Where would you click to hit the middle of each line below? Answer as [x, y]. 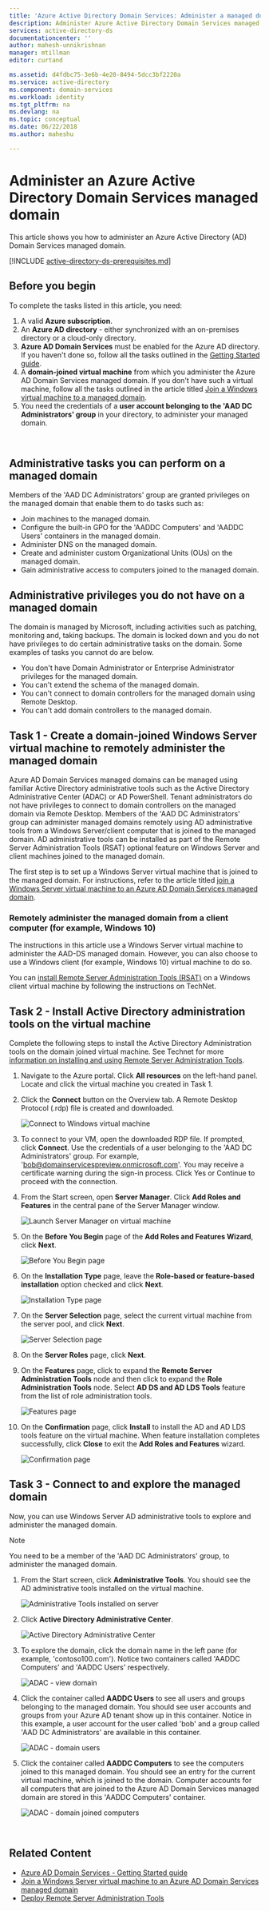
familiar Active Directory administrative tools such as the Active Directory [129, 788]
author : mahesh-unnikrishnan [57, 46]
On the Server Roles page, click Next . [83, 1355]
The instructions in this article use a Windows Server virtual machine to [126, 945]
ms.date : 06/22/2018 [44, 127]
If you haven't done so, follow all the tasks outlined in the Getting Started [140, 355]
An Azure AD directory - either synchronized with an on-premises [130, 329]
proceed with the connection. [69, 1182]
